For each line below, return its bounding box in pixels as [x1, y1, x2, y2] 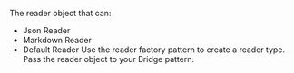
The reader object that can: [9, 8, 112, 18]
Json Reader [22, 25, 71, 35]
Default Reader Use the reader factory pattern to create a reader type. [22, 44, 286, 55]
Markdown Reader [22, 35, 93, 45]
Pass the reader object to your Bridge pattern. [22, 54, 195, 64]
